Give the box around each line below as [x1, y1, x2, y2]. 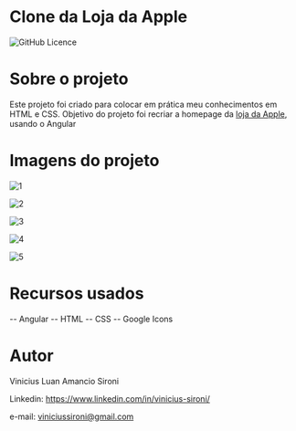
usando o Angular [9, 118, 77, 129]
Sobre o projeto [9, 68, 129, 89]
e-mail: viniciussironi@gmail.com [9, 411, 134, 422]
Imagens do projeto [9, 151, 160, 171]
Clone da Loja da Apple [9, 6, 188, 27]
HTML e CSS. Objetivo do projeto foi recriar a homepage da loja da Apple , [9, 108, 288, 120]
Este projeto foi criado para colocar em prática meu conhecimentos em [9, 99, 278, 110]
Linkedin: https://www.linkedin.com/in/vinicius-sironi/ [9, 393, 210, 404]
